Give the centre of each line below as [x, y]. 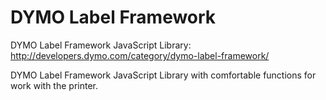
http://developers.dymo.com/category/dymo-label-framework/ [140, 55]
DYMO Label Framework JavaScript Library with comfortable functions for [163, 75]
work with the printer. [54, 85]
